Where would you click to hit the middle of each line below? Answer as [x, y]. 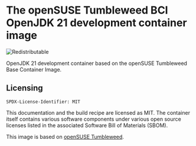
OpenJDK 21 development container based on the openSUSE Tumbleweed [97, 63]
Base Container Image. [34, 69]
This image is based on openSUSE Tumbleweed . [65, 137]
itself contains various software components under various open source [94, 119]
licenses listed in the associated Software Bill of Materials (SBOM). [87, 125]
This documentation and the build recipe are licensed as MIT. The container [98, 112]
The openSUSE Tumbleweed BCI [87, 10]
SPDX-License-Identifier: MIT [43, 102]
